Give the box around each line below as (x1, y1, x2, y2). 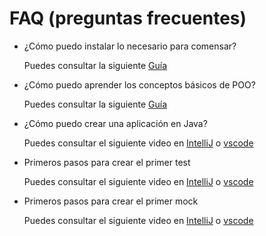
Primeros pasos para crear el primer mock (23, 195, 199, 207)
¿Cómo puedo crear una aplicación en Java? (23, 117, 208, 129)
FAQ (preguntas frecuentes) (9, 7, 247, 30)
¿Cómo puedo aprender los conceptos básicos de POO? (23, 78, 256, 91)
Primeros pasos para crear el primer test (23, 156, 191, 168)
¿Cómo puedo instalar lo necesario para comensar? (23, 40, 237, 52)
